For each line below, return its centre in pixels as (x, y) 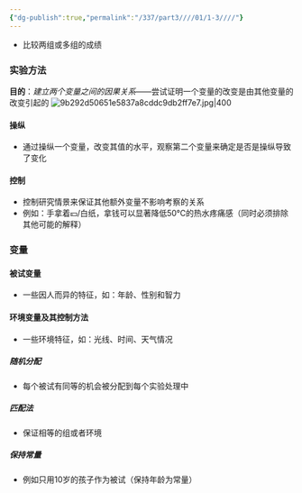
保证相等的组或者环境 (62, 433)
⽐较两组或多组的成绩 (62, 44)
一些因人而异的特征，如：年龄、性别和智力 (101, 295)
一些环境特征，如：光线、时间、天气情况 (97, 339)
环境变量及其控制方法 (49, 317)
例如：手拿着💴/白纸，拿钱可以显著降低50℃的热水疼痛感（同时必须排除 (156, 214)
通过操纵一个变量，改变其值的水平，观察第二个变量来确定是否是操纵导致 (156, 147)
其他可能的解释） (54, 224)
